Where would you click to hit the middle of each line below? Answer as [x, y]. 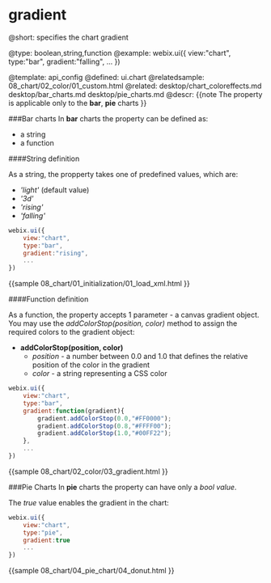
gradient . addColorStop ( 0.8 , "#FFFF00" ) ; [105, 426]
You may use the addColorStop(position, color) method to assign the [123, 323]
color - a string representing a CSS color [100, 374]
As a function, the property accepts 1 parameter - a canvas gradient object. [134, 315]
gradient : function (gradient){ [74, 411]
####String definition [44, 158]
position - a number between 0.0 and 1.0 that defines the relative [140, 357]
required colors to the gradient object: [72, 332]
